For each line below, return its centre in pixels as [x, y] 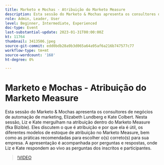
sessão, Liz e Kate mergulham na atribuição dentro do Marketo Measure [78, 122]
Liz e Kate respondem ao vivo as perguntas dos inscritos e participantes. [78, 148]
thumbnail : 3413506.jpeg [30, 41]
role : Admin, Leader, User [32, 19]
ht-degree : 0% [20, 60]
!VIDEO [24, 158]
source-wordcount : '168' [30, 55]
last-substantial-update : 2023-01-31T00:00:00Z [54, 32]
